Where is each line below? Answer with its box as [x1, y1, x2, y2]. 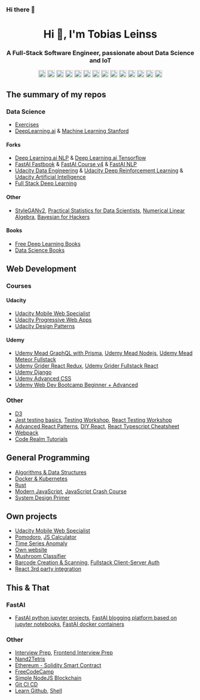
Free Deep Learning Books [14, 240, 81, 247]
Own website [14, 546, 48, 553]
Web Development [6, 264, 76, 274]
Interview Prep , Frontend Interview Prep [14, 649, 113, 656]
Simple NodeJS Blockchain [14, 674, 82, 681]
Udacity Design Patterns [14, 322, 75, 330]
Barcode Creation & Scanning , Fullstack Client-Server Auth [14, 559, 160, 566]
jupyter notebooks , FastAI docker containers [14, 620, 124, 628]
